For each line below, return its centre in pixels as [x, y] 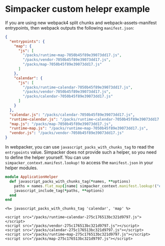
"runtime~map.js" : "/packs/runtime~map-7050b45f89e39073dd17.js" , [79, 128]
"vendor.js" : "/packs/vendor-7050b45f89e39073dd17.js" [67, 133]
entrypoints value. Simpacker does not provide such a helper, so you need [81, 152]
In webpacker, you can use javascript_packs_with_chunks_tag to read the [80, 147]
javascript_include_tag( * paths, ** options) [59, 190]
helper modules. [22, 168]
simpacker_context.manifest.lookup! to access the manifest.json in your [79, 163]
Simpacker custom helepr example [78, 9]
